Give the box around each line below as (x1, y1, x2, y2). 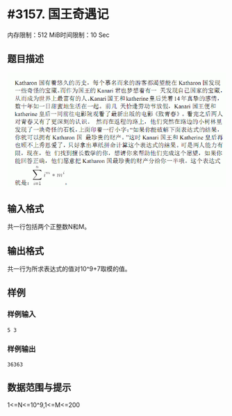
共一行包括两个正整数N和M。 (7, 223, 91, 231)
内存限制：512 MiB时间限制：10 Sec (7, 31, 110, 39)
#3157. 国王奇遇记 (7, 6, 109, 22)
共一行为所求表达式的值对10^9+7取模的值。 (7, 265, 131, 273)
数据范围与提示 (7, 382, 72, 394)
